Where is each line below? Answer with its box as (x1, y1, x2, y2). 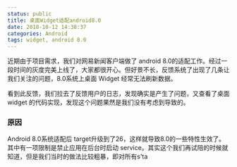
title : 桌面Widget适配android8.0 (7, 17, 102, 24)
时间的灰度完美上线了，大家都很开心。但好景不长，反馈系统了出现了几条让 (13, 66, 230, 74)
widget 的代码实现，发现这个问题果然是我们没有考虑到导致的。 (7, 98, 190, 106)
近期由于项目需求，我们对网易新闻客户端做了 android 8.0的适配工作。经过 (7, 57, 221, 66)
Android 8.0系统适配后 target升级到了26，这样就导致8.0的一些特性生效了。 (7, 135, 226, 143)
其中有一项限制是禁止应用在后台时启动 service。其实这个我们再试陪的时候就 (7, 144, 229, 152)
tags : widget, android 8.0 (7, 37, 87, 44)
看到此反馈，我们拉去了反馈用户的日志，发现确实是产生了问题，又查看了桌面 (7, 89, 230, 98)
